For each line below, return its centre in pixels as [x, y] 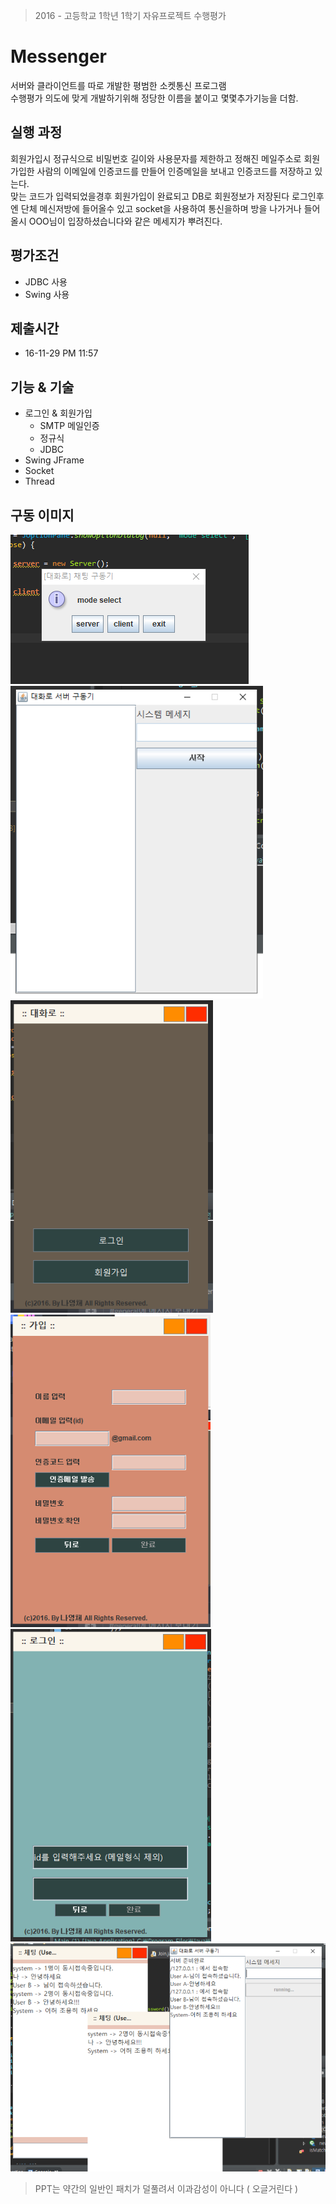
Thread [39, 481]
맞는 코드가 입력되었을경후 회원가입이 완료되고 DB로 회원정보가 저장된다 [150, 196]
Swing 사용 [47, 294]
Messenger [59, 56]
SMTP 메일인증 [69, 426]
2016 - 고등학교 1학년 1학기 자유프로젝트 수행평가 [130, 15]
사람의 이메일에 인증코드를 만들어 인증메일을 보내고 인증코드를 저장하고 [174, 171]
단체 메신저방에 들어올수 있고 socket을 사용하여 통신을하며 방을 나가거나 [161, 208]
